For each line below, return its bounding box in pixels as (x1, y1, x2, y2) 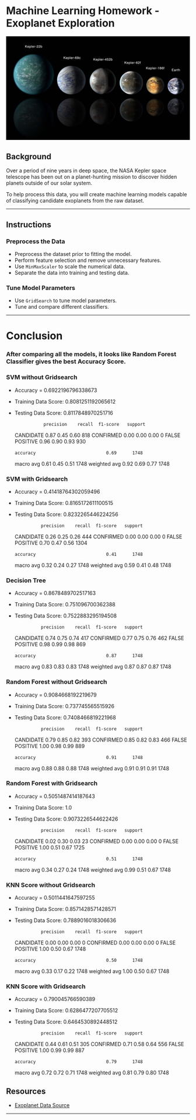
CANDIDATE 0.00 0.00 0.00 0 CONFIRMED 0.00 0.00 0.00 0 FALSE (14, 939, 176, 947)
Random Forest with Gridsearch (6, 779, 98, 787)
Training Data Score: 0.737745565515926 (14, 702, 115, 709)
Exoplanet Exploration (6, 16, 115, 30)
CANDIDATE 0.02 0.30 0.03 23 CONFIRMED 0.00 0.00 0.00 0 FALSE (14, 838, 179, 845)
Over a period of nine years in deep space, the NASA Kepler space (6, 167, 167, 174)
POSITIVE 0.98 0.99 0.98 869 (14, 641, 86, 648)
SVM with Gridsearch (6, 474, 68, 483)
